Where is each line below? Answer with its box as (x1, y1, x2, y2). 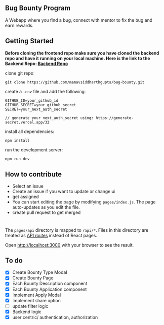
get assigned (12, 194, 39, 200)
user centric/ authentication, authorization (12, 314, 98, 320)
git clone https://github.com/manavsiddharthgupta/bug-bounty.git (5, 79, 145, 85)
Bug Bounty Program (5, 4, 71, 12)
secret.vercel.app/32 (5, 120, 50, 125)
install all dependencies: (5, 129, 54, 134)
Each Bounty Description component (12, 280, 87, 287)
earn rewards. (5, 22, 34, 28)
